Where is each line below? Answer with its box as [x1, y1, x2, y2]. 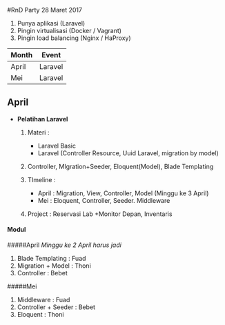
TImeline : [27, 175, 57, 184]
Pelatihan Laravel [17, 115, 68, 123]
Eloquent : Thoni [17, 311, 64, 319]
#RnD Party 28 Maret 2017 [7, 6, 83, 14]
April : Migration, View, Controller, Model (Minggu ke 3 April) [37, 189, 209, 197]
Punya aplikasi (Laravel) [17, 19, 86, 27]
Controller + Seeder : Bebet [17, 303, 95, 311]
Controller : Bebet [17, 269, 68, 277]
